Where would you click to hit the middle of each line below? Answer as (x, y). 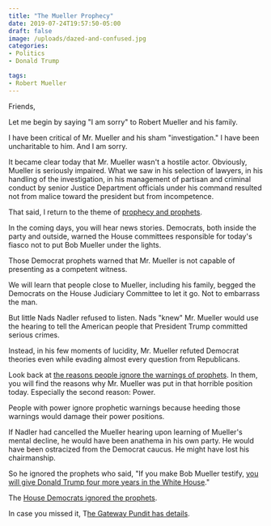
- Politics (27, 53)
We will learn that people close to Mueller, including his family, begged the (132, 285)
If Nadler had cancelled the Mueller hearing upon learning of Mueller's (125, 432)
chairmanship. (32, 457)
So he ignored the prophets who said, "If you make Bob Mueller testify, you (133, 473)
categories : (28, 46)
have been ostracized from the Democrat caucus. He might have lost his (129, 449)
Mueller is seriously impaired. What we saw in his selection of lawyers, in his (135, 170)
